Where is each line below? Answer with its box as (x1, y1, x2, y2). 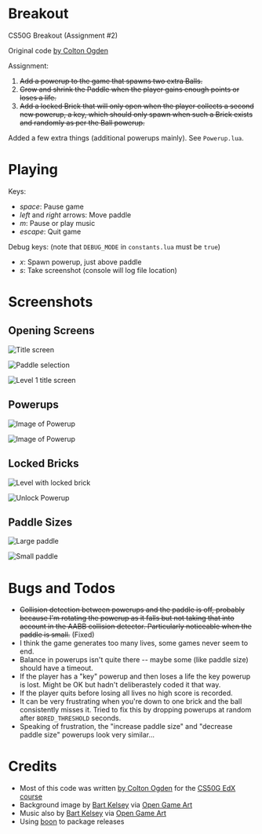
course (19, 792, 43, 801)
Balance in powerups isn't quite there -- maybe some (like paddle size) (19, 655, 249, 665)
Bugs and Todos (8, 579, 116, 597)
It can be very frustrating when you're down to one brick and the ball (19, 697, 242, 706)
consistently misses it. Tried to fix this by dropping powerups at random (19, 705, 252, 715)
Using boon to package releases (19, 817, 125, 826)
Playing (8, 161, 59, 179)
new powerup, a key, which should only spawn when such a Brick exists (19, 109, 253, 118)
